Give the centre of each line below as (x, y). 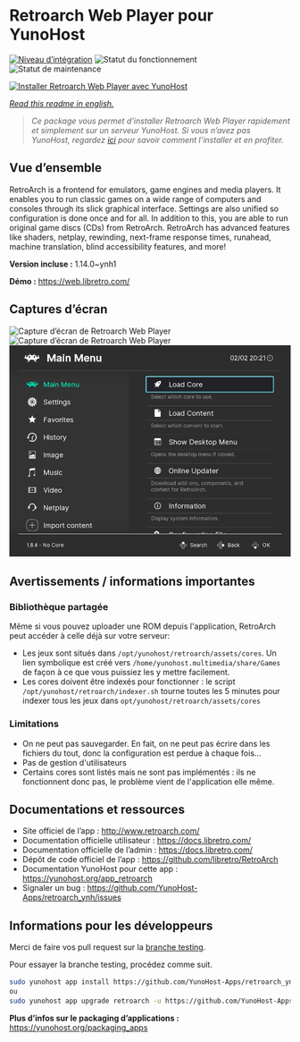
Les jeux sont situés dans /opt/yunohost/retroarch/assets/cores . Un (149, 653)
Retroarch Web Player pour (112, 16)
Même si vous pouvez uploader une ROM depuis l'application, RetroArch (143, 626)
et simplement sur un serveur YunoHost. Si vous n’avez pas (141, 130)
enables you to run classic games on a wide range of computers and (135, 199)
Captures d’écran (58, 309)
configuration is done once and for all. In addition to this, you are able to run (149, 218)
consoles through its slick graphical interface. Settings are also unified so (144, 208)
